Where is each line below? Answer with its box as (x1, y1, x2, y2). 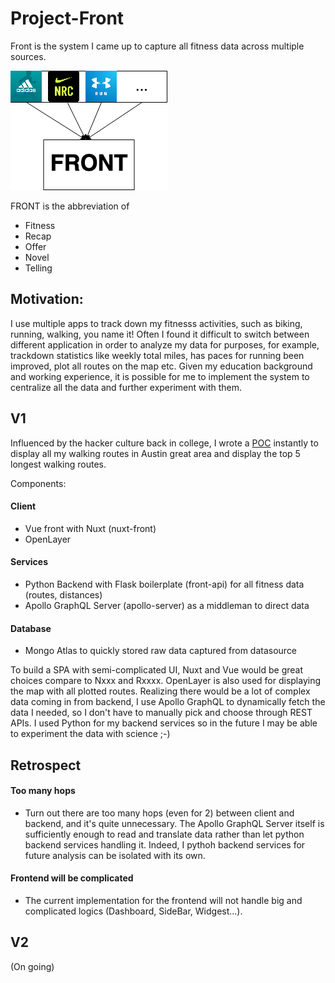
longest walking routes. (10, 458, 107, 470)
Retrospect (10, 757, 82, 774)
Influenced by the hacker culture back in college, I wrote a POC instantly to (10, 437, 319, 449)
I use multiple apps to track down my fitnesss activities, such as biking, (10, 317, 303, 329)
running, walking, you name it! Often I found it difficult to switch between (10, 328, 310, 340)
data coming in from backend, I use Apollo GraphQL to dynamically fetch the (10, 696, 326, 708)
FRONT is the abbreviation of (10, 200, 130, 212)
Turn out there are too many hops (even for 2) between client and (24, 807, 295, 819)
